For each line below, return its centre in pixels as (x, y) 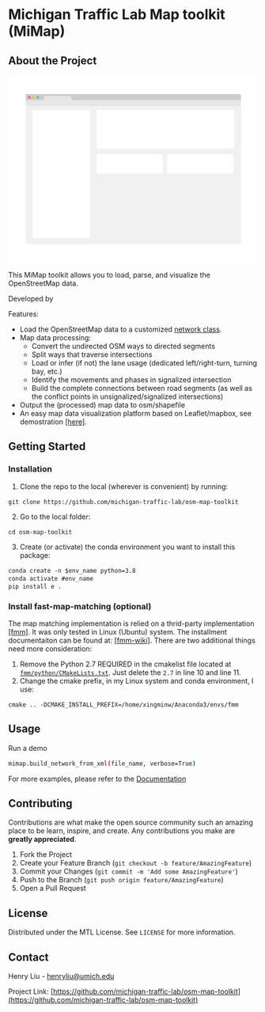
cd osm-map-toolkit (40, 532)
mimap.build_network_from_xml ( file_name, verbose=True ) (102, 764)
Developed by (31, 299)
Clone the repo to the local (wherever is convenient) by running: (124, 486)
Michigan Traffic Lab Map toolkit (117, 15)
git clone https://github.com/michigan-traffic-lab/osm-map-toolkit (123, 502)
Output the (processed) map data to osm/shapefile (102, 405)
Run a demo (28, 748)
